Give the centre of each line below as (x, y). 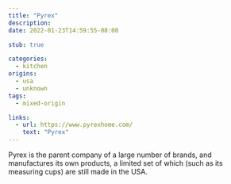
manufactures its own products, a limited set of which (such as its (116, 163)
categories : (28, 59)
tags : (17, 96)
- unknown (31, 88)
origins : (23, 74)
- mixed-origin (40, 103)
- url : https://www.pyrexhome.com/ (74, 125)
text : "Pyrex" (46, 132)
